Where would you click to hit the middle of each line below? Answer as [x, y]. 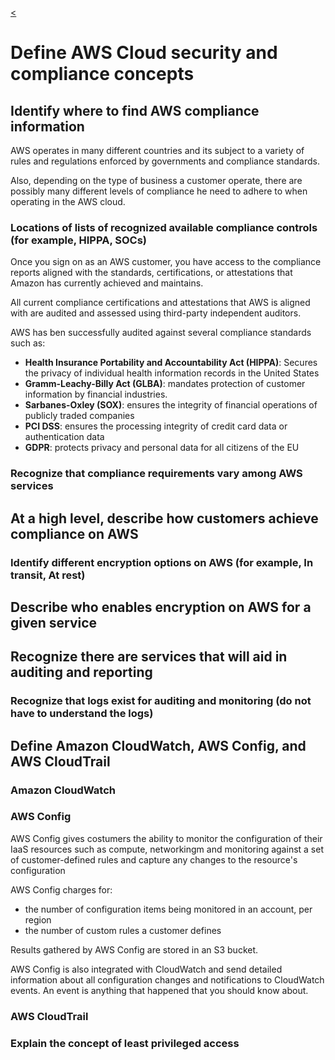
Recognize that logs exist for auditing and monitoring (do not [161, 701]
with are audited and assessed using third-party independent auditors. [156, 313]
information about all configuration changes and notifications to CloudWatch [167, 979]
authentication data [64, 437]
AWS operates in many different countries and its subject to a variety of [157, 150]
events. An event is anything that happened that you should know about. [159, 990]
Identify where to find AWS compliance [135, 110]
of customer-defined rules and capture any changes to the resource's [154, 859]
